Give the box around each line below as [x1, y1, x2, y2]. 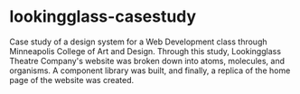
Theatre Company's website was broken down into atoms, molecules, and [9, 55, 286, 66]
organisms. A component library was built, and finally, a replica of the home [9, 65, 291, 76]
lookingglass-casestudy [9, 6, 197, 27]
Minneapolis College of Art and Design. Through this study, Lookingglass [9, 45, 282, 56]
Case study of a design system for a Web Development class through [9, 36, 267, 47]
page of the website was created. [9, 74, 135, 85]
